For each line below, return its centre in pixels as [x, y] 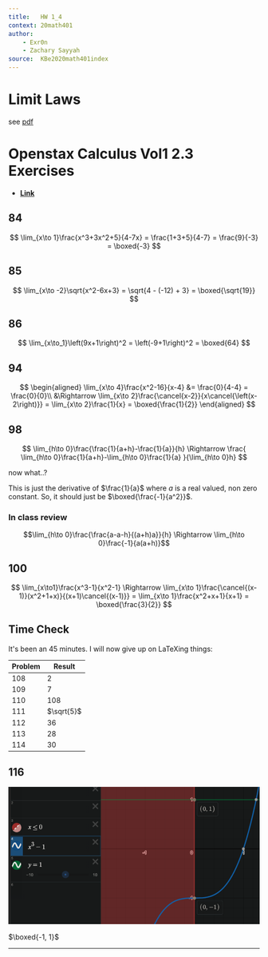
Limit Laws [45, 99]
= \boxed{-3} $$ [134, 246]
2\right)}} [28, 404]
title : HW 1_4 [35, 17]
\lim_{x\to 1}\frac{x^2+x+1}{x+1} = [194, 596]
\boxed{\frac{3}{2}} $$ [134, 605]
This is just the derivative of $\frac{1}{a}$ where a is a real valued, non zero [133, 488]
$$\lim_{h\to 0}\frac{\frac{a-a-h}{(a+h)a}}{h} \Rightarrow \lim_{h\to [134, 534]
